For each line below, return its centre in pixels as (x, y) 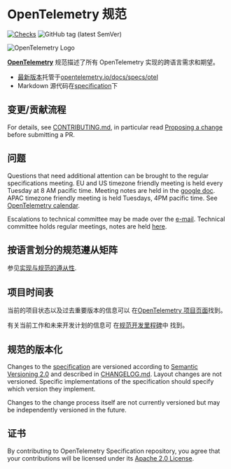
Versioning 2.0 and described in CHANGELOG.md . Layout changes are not (114, 374)
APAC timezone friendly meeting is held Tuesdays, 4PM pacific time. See (113, 198)
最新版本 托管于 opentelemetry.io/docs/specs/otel (88, 77)
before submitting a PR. (41, 134)
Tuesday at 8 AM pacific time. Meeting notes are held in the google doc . (111, 190)
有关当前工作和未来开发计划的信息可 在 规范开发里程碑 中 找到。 (98, 325)
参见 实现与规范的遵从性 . (42, 268)
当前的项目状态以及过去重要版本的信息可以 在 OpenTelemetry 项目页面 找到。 (117, 310)
